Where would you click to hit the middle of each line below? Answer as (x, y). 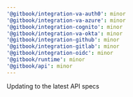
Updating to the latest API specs (53, 86)
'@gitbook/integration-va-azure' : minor (66, 20)
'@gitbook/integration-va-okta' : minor (65, 33)
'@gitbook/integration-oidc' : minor (60, 53)
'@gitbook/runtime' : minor (46, 60)
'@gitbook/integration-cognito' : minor (65, 27)
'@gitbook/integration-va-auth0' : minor (66, 14)
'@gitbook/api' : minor (40, 66)
